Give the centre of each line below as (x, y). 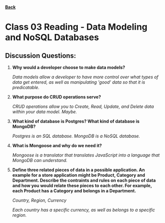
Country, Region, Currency (39, 200)
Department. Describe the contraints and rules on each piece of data (84, 180)
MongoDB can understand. (40, 160)
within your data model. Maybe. (45, 112)
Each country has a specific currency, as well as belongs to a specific (83, 210)
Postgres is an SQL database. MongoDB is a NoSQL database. (76, 136)
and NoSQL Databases (52, 38)
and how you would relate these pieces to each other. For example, (82, 186)
